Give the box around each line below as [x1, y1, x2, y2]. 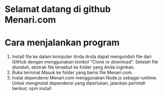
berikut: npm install [11, 85, 52, 91]
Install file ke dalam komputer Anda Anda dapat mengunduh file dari [11, 53, 152, 59]
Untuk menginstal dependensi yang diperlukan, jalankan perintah [11, 80, 146, 86]
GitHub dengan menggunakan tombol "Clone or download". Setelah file [11, 59, 159, 65]
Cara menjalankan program [4, 37, 120, 48]
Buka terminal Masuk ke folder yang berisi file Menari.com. [11, 69, 133, 75]
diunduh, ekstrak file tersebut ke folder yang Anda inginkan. [11, 64, 135, 70]
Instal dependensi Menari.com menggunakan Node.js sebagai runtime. [11, 75, 158, 81]
